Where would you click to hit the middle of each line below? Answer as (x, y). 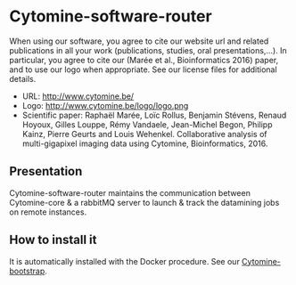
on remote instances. (48, 212)
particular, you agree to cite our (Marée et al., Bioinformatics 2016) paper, (144, 60)
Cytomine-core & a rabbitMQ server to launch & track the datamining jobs (144, 202)
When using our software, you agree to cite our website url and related (139, 41)
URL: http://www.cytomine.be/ (78, 96)
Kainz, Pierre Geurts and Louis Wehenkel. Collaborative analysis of (144, 134)
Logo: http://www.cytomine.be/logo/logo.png (105, 105)
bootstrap (27, 271)
